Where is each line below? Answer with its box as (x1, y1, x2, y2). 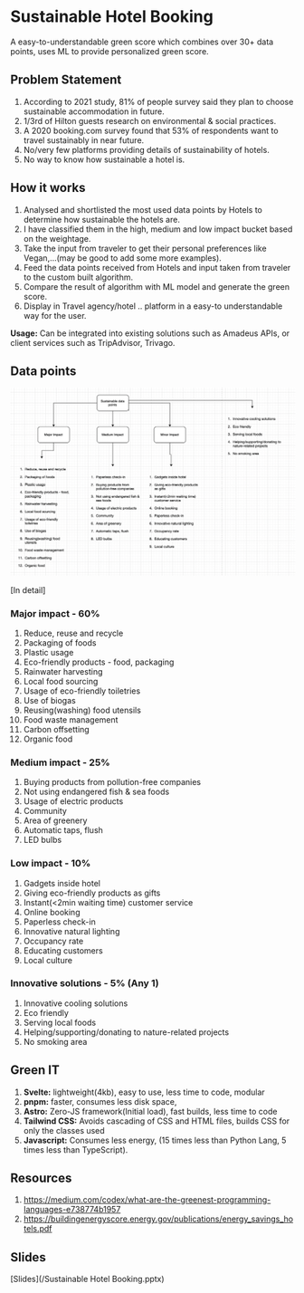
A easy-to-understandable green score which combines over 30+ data (10, 36, 274, 47)
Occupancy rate (23, 935, 84, 946)
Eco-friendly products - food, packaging (23, 656, 175, 667)
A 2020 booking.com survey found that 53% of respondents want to (23, 125, 279, 136)
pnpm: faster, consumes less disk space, (23, 1096, 177, 1106)
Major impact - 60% (10, 607, 100, 619)
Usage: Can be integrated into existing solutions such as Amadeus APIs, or (10, 328, 290, 339)
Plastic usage (23, 646, 74, 657)
